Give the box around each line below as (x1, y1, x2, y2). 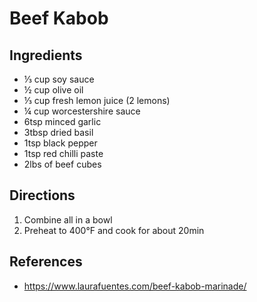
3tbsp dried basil (23, 127, 94, 138)
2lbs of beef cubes (23, 158, 102, 170)
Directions (9, 187, 76, 204)
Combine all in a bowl (23, 213, 113, 226)
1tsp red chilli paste (23, 148, 104, 159)
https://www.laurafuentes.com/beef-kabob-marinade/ (23, 280, 247, 292)
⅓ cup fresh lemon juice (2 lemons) (23, 95, 171, 106)
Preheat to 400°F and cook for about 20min (23, 224, 205, 236)
